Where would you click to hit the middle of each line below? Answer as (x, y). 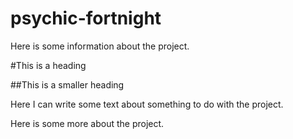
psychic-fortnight (86, 18)
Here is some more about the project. (87, 123)
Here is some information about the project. (100, 46)
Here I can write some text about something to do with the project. (147, 104)
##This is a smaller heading (67, 84)
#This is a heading (48, 65)
